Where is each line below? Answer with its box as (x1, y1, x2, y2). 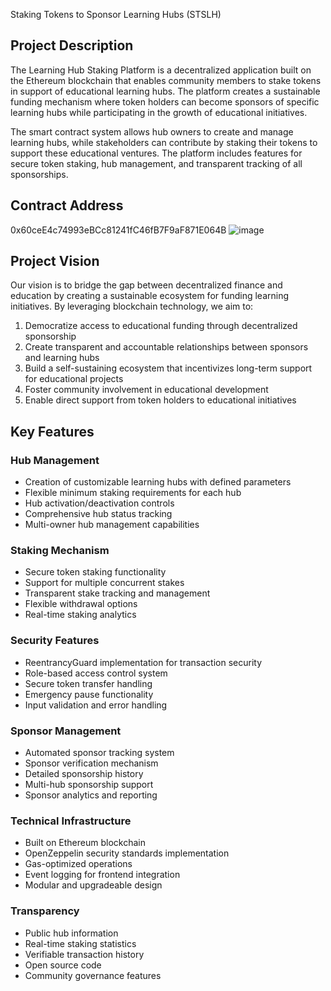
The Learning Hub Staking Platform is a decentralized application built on (10, 64, 312, 76)
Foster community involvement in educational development (24, 384, 269, 396)
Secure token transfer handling (24, 677, 153, 689)
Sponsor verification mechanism (24, 757, 159, 769)
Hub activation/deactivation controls (24, 497, 175, 509)
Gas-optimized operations (24, 858, 133, 870)
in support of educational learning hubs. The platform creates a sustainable (10, 85, 321, 97)
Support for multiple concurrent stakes (24, 577, 185, 589)
